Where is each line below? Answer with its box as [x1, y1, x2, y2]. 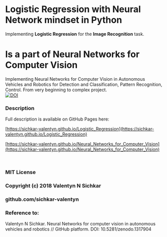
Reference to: [5, 209, 39, 216]
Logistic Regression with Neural [5, 4, 141, 15]
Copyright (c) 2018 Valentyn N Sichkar [5, 183, 102, 190]
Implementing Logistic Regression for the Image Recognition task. [5, 31, 144, 37]
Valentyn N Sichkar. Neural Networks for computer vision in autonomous [5, 221, 156, 227]
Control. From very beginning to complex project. [5, 87, 107, 93]
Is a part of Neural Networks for [5, 49, 140, 60]
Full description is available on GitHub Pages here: [5, 116, 110, 122]
